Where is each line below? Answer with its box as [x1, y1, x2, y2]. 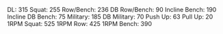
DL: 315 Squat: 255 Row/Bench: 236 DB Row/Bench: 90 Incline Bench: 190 [7, 6, 217, 13]
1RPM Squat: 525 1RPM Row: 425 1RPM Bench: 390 [7, 20, 153, 27]
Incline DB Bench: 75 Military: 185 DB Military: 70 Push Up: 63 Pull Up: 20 [7, 13, 213, 21]
